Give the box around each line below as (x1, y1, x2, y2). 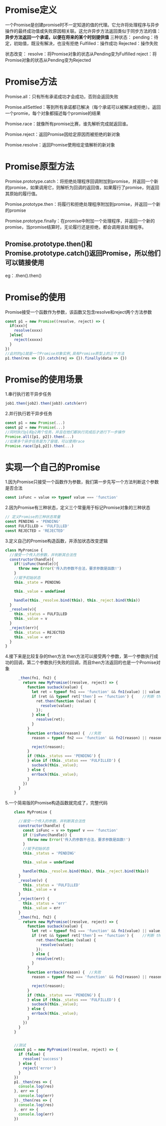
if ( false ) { (18, 1052, 45, 1057)
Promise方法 (5, 76, 57, 88)
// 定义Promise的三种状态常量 (5, 515, 61, 519)
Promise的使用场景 (5, 374, 83, 385)
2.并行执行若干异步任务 (5, 411, 53, 417)
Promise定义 (5, 4, 57, 16)
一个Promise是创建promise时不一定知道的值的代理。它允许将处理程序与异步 (5, 22, 160, 28)
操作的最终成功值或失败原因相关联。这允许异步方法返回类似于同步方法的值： (5, 28, 161, 34)
